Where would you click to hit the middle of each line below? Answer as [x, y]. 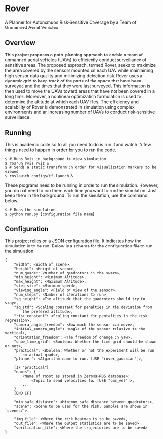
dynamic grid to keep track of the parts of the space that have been [73, 81]
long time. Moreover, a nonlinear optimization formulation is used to [73, 96]
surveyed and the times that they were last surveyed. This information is [78, 86]
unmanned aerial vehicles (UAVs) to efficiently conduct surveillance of [76, 60]
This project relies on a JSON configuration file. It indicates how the [73, 241]
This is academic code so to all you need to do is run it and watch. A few [78, 144]
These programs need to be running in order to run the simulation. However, [82, 185]
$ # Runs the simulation [30, 210]
